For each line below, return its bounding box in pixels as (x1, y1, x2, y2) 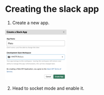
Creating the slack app (5, 3, 99, 15)
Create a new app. (12, 20, 50, 26)
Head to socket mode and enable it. (12, 85, 84, 91)
